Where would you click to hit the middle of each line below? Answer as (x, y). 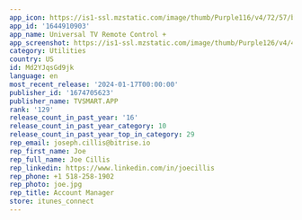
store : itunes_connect (52, 202)
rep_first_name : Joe (48, 151)
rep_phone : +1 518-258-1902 (62, 176)
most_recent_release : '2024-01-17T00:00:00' (94, 84)
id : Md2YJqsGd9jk (42, 68)
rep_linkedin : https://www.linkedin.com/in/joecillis (112, 168)
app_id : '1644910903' (50, 26)
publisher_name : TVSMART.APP (64, 101)
